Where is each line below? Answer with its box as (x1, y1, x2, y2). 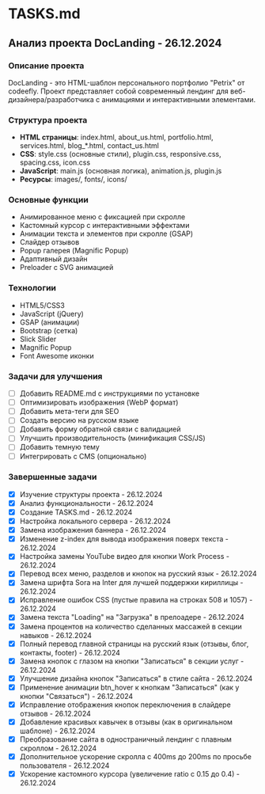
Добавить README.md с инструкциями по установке (19, 389, 200, 398)
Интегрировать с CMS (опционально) (19, 451, 147, 461)
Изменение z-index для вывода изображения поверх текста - (19, 534, 229, 544)
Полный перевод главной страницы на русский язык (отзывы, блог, (19, 639, 249, 648)
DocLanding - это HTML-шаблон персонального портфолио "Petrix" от (8, 78, 245, 87)
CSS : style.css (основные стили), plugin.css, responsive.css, (19, 150, 221, 159)
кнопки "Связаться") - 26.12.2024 (19, 691, 134, 701)
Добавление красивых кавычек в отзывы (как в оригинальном (19, 717, 233, 727)
